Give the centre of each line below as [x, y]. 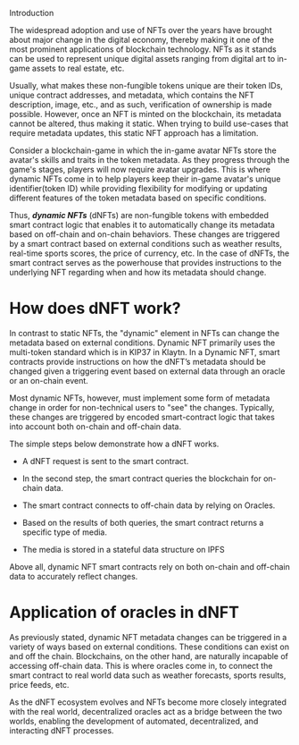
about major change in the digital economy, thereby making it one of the [142, 40]
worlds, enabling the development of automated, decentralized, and [134, 721]
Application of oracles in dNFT [124, 613]
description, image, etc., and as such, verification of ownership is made [141, 105]
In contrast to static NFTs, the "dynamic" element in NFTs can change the [144, 333]
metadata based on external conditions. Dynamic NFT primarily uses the [142, 343]
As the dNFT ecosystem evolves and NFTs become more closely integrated [148, 702]
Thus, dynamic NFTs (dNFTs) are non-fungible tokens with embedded [139, 215]
